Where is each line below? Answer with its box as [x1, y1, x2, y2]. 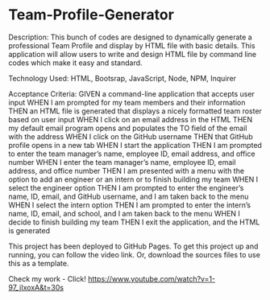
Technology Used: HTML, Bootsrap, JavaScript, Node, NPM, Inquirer [8, 73, 236, 83]
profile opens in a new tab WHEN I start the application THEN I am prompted [8, 140, 262, 150]
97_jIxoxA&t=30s [8, 282, 64, 292]
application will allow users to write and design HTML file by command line [8, 49, 256, 59]
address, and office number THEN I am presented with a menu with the [8, 166, 244, 175]
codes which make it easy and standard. [8, 58, 143, 68]
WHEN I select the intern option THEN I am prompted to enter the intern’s [8, 199, 251, 210]
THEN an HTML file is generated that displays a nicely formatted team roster [8, 106, 262, 116]
